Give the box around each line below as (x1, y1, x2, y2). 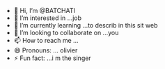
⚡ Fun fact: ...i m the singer (13, 54, 92, 62)
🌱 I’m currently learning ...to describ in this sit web (13, 21, 158, 29)
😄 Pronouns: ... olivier (13, 46, 78, 55)
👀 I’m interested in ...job (13, 14, 82, 22)
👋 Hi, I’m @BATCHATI (13, 7, 75, 14)
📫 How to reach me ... (13, 37, 79, 44)
